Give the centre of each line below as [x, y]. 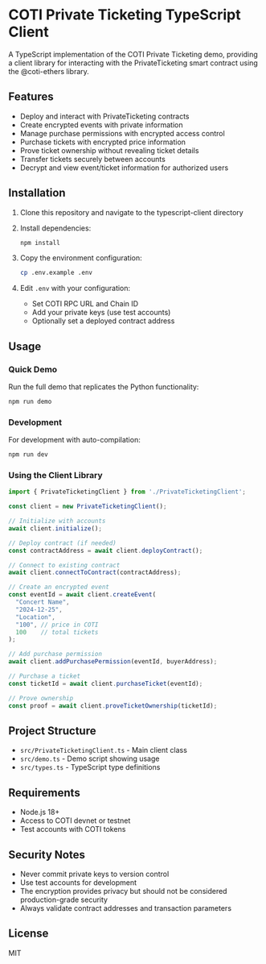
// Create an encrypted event [59, 587]
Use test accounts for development [78, 883]
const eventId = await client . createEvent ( [82, 595]
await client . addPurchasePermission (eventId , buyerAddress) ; [113, 662]
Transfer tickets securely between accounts [93, 159]
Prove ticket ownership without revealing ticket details [109, 150]
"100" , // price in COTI [57, 625]
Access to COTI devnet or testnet [75, 821]
